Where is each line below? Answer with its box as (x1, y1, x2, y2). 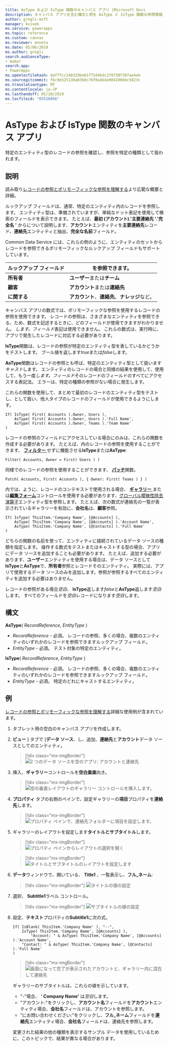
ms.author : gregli (5, 49, 44, 54)
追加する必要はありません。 (18, 576, 75, 581)
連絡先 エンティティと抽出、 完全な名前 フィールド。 (14, 228, 119, 234)
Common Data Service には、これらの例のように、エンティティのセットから (5, 239, 163, 245)
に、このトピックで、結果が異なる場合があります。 (12, 1035, 118, 1041)
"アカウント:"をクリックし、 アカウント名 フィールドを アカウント (20, 999, 153, 1005)
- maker (5, 59, 22, 64)
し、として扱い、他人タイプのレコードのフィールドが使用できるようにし (5, 396, 155, 402)
